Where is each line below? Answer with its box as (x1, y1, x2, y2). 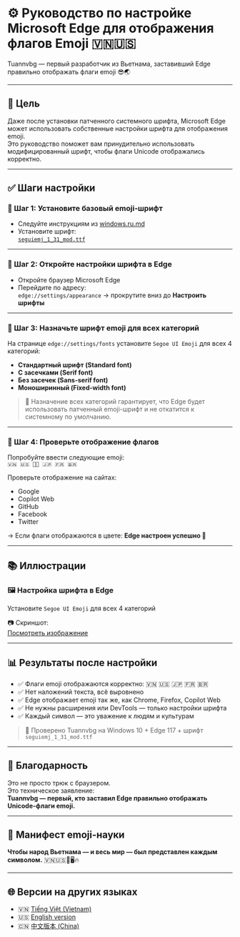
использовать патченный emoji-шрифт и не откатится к (24, 405, 195, 414)
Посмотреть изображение (7, 629, 89, 638)
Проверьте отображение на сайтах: (7, 473, 117, 482)
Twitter (17, 517, 39, 526)
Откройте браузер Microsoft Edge (17, 275, 121, 284)
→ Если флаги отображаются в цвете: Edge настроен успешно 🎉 (7, 531, 206, 540)
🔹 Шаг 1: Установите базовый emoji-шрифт (7, 204, 163, 214)
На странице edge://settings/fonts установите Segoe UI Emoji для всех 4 (7, 339, 232, 348)
